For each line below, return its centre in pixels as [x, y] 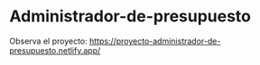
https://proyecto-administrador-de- [155, 41]
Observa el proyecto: [48, 41]
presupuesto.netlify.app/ [55, 50]
